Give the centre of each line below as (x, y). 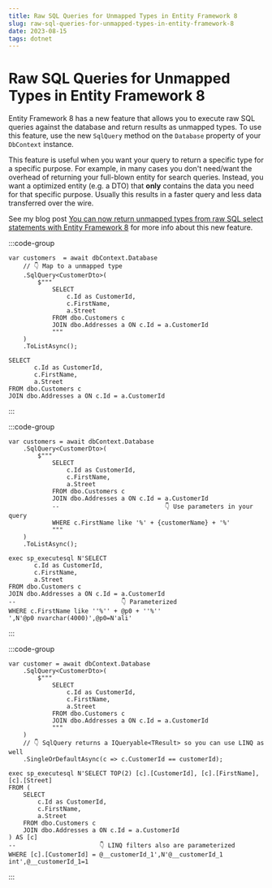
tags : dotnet (30, 39)
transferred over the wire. (51, 203)
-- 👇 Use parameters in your (152, 507)
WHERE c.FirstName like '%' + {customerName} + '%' (141, 523)
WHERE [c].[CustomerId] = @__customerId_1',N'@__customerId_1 (116, 855)
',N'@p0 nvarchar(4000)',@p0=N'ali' (70, 619)
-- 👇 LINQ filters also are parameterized (122, 846)
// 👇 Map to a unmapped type (73, 266)
